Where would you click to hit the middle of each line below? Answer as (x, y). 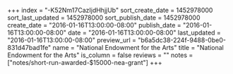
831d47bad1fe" (29, 48)
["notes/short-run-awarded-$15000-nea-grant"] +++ (85, 62)
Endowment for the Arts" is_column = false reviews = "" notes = (100, 55)
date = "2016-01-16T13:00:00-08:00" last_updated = (144, 32)
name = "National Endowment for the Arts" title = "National (138, 48)
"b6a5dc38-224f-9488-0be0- (181, 40)
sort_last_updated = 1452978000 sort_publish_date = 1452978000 (104, 18)
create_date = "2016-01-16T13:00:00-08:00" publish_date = (94, 25)
